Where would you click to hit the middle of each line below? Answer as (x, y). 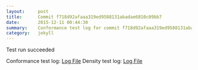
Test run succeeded (30, 50)
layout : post (27, 11)
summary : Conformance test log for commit (63, 28)
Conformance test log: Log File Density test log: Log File (74, 61)
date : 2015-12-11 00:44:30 (47, 22)
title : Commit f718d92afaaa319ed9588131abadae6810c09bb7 (84, 17)
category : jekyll (30, 33)
